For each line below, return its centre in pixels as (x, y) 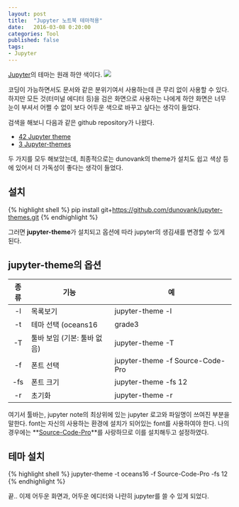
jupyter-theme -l (143, 311)
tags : (16, 47)
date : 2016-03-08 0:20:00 (50, 27)
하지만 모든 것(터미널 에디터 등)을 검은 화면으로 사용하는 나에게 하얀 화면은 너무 (117, 98)
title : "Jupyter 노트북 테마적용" (55, 21)
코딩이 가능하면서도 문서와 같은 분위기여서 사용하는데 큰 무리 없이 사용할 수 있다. (119, 89)
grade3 (127, 324)
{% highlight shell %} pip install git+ (60, 209)
